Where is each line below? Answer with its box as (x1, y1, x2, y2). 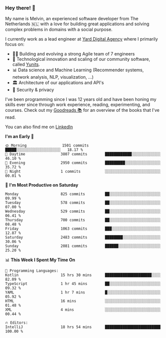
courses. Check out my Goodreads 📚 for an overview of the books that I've (5, 107, 160, 113)
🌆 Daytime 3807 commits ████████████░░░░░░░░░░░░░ (5, 152, 161, 157)
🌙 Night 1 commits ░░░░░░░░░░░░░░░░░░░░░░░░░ (5, 169, 161, 174)
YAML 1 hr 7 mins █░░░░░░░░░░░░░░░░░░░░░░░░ (5, 290, 161, 295)
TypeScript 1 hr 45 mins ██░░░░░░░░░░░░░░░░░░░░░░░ (5, 282, 161, 287)
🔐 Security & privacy (12, 87, 55, 93)
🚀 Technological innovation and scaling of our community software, (12, 56, 150, 62)
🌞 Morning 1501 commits (5, 143, 89, 148)
